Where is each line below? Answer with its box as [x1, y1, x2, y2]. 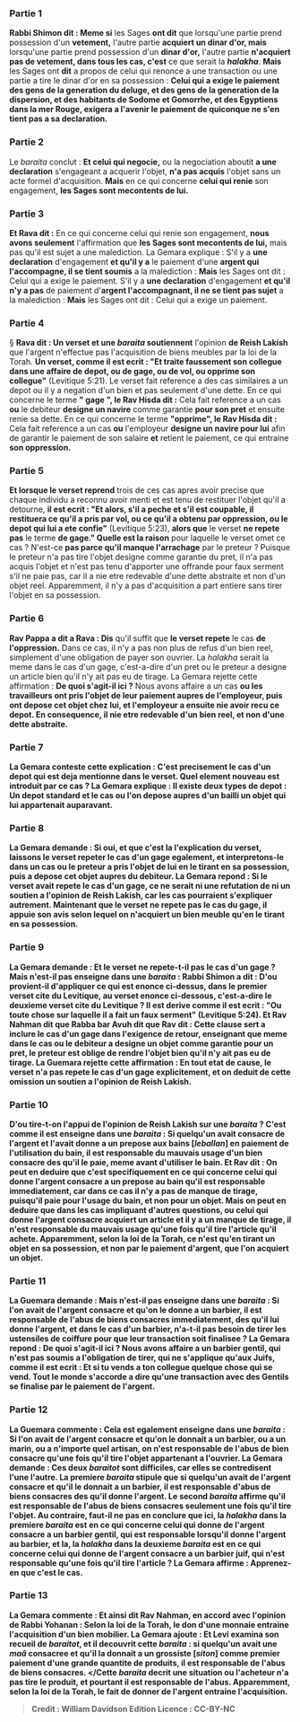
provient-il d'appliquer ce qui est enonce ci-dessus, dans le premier [9, 980, 268, 991]
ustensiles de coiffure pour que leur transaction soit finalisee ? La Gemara [9, 1333, 290, 1344]
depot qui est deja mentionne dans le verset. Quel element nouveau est [9, 771, 280, 782]
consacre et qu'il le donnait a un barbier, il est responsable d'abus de [9, 1480, 271, 1492]
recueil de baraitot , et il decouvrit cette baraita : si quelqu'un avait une [9, 1638, 278, 1649]
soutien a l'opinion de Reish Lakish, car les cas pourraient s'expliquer [9, 890, 273, 901]
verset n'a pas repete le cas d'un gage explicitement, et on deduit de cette [9, 1067, 291, 1077]
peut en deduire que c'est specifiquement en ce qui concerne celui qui [9, 1166, 278, 1177]
